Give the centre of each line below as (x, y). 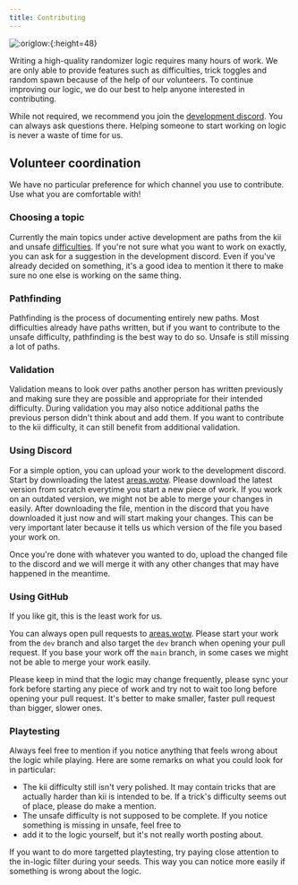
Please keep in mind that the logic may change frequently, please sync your (149, 679)
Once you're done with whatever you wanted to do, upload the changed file (149, 554)
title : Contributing (48, 17)
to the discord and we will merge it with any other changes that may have (144, 564)
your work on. (35, 537)
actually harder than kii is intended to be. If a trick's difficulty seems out (154, 797)
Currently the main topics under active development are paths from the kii (145, 237)
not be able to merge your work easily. (80, 662)
